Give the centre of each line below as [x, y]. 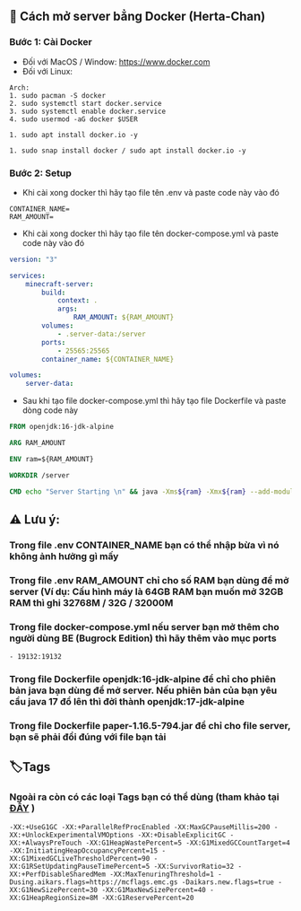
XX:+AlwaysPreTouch [46, 843]
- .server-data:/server [101, 334]
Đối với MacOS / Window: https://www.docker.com [116, 61]
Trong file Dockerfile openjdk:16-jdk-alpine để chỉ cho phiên [142, 679]
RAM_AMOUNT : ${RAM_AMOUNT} [124, 318]
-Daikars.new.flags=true [228, 882]
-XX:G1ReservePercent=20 [148, 898]
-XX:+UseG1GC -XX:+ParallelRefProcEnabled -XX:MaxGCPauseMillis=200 [140, 827]
